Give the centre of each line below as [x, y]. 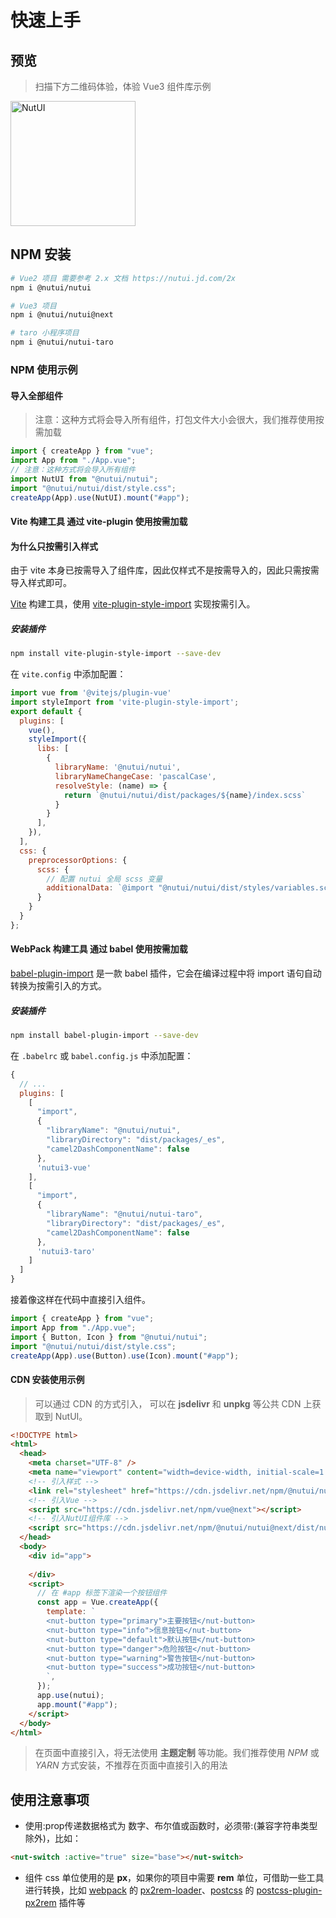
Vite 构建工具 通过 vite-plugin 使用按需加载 [99, 522]
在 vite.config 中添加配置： [68, 674]
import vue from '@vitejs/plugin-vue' [91, 693]
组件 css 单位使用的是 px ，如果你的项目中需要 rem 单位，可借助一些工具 [174, 1878]
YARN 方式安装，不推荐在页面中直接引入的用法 [131, 1765]
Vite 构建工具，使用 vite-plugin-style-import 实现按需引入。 [133, 604]
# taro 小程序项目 [45, 333]
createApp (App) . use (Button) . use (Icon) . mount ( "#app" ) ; [125, 1356]
